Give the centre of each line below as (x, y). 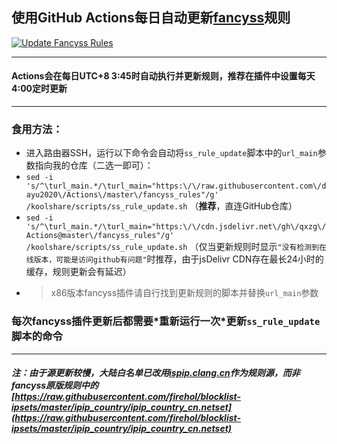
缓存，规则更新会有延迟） (78, 272)
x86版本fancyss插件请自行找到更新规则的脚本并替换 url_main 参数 (184, 293)
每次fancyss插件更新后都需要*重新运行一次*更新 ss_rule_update (166, 321)
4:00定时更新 (39, 89)
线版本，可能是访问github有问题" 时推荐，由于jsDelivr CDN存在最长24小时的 (174, 259)
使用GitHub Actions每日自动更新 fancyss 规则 (151, 18)
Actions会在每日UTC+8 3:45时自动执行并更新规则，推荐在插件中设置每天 (163, 76)
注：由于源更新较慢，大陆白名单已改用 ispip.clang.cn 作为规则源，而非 (156, 373)
